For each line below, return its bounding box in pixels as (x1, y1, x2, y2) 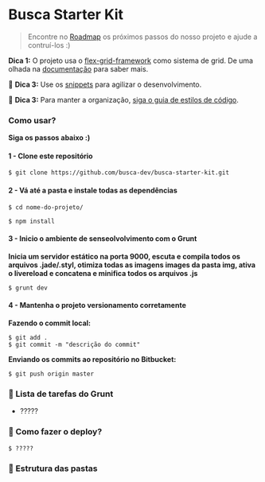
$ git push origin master (8, 370, 94, 379)
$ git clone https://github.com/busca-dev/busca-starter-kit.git (8, 169, 229, 177)
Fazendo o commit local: (8, 318, 92, 328)
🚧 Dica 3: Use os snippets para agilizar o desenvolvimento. (8, 80, 202, 89)
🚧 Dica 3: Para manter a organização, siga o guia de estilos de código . (8, 95, 239, 104)
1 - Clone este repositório (8, 151, 93, 161)
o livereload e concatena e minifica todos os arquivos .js (8, 268, 198, 278)
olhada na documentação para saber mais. (8, 64, 149, 73)
